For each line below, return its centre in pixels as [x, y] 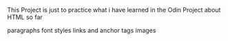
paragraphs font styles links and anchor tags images [82, 30]
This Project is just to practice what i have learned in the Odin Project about [114, 10]
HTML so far [25, 17]
